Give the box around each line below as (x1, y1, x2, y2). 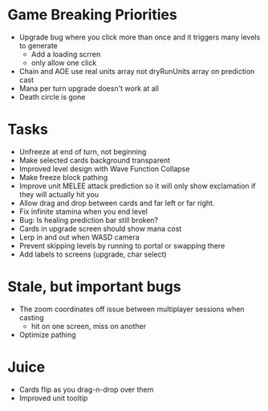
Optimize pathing (18, 330, 77, 339)
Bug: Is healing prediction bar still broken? (18, 215, 159, 224)
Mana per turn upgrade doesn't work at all (18, 83, 160, 93)
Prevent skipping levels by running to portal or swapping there (18, 240, 225, 250)
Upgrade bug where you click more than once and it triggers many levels (18, 32, 261, 42)
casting (18, 312, 45, 323)
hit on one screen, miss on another (30, 321, 146, 331)
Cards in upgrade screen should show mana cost (18, 224, 182, 233)
